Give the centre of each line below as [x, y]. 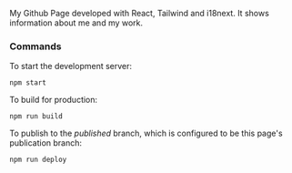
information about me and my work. [76, 23]
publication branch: [46, 143]
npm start [28, 83]
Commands [35, 46]
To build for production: [54, 100]
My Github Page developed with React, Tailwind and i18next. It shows [140, 13]
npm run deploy [38, 160]
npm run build [36, 117]
